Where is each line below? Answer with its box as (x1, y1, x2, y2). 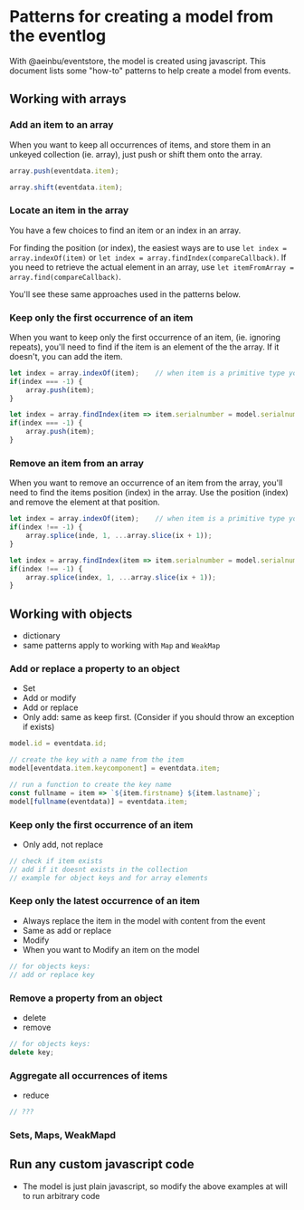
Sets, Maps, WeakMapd (9, 1128, 116, 1141)
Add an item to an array (9, 119, 114, 131)
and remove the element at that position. (9, 496, 160, 508)
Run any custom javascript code (9, 1157, 195, 1172)
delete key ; (9, 1048, 54, 1057)
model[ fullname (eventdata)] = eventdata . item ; (9, 797, 188, 806)
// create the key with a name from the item (9, 755, 184, 764)
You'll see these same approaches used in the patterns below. (9, 288, 242, 300)
